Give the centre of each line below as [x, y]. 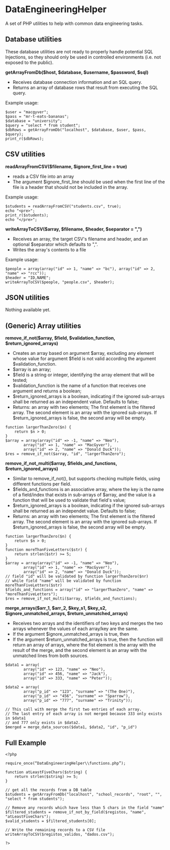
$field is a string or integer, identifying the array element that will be [83, 375]
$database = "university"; [34, 121]
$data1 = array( [22, 665]
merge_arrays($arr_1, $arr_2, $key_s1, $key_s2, [56, 608]
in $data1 [16, 718]
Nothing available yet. [28, 310]
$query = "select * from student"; [43, 125]
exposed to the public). [29, 62]
